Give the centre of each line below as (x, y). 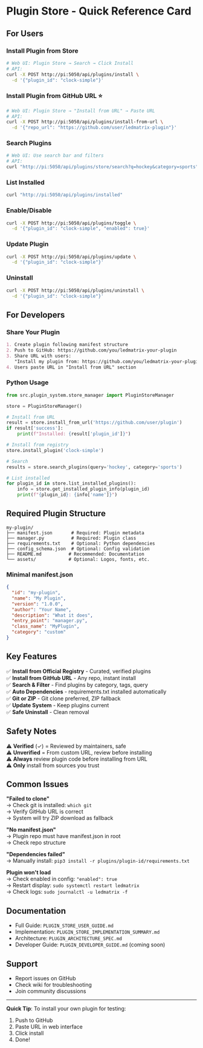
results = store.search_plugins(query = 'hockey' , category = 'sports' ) (94, 467)
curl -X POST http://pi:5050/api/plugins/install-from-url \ (85, 122)
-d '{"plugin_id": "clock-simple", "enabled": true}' (81, 229)
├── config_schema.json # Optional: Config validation (78, 549)
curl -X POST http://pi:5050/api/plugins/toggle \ (71, 223)
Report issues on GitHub (45, 978)
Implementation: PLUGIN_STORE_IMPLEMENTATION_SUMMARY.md (87, 932)
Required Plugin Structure (56, 513)
